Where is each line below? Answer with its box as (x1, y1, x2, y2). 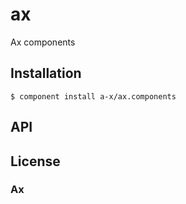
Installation (10, 65, 82, 82)
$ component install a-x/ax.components (10, 91, 177, 102)
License (10, 153, 61, 170)
